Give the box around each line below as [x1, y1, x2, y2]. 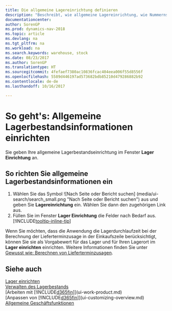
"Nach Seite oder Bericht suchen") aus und [67, 196, 158, 202]
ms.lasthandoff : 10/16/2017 [5, 84, 66, 89]
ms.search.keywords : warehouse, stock [5, 50, 88, 55]
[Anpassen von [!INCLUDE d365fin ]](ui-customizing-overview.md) [5, 295, 144, 301]
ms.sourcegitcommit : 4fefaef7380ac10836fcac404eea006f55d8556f [5, 70, 143, 75]
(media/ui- [136, 191, 159, 197]
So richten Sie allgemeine [5, 169, 89, 178]
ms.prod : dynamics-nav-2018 [5, 27, 66, 32]
